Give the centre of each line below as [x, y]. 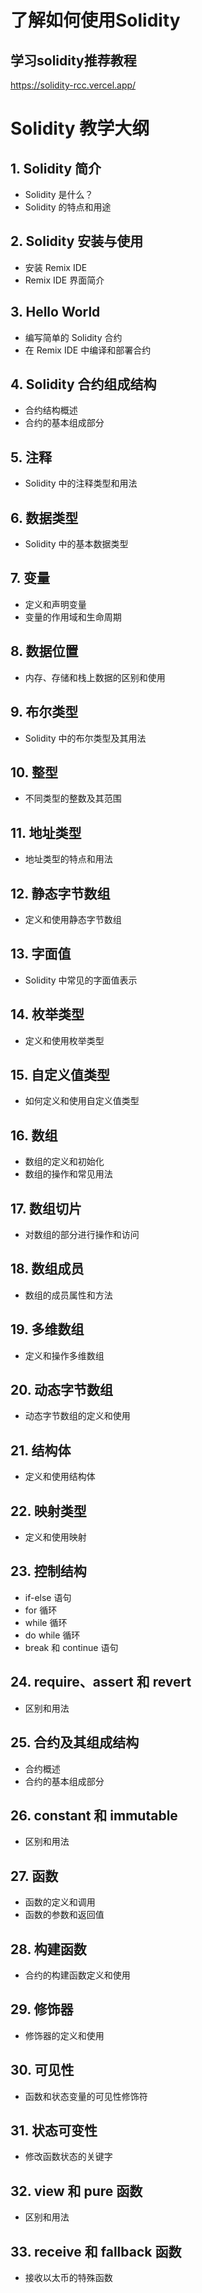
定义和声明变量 [55, 604]
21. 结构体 [41, 1450]
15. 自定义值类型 [60, 1074]
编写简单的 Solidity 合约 [73, 337]
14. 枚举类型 [47, 1014]
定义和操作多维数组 [64, 1355]
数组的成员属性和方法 [68, 1295]
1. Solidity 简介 [56, 168]
